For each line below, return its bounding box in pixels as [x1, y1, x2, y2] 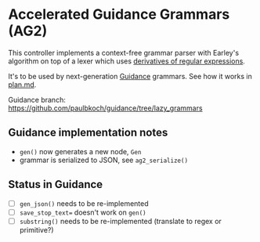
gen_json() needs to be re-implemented [19, 198, 149, 208]
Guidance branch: [8, 95, 67, 104]
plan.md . [8, 80, 37, 89]
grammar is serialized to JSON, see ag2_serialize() [19, 155, 189, 164]
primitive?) [19, 225, 54, 234]
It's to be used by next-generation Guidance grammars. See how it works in [8, 71, 253, 81]
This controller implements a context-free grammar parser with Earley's [8, 48, 240, 57]
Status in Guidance [8, 178, 103, 191]
